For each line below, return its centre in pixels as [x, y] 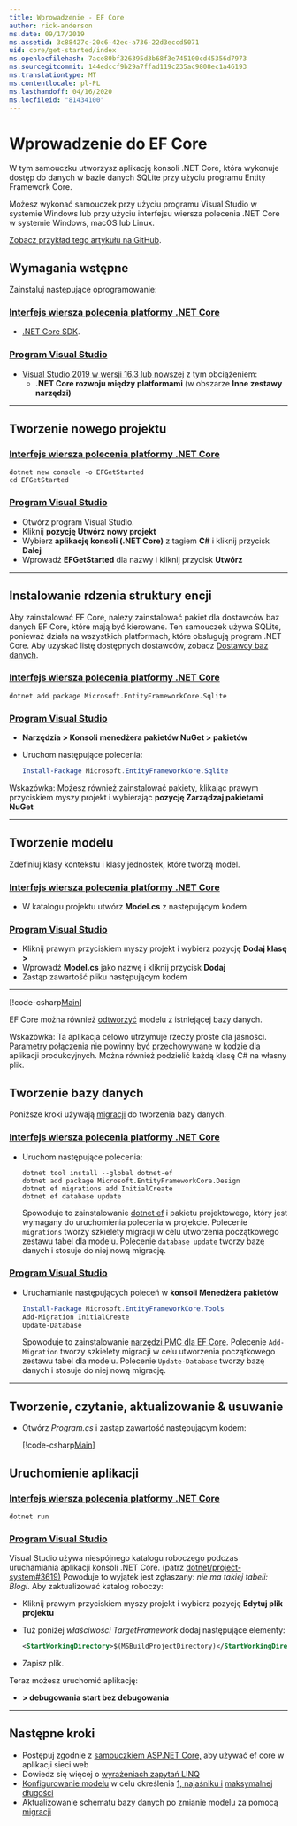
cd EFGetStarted [39, 480]
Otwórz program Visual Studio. [78, 522]
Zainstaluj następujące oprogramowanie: [83, 290]
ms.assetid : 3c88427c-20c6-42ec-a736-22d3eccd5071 [104, 42]
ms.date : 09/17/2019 [47, 34]
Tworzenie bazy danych [76, 1092]
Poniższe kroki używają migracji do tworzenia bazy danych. [118, 1114]
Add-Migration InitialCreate [76, 1317]
